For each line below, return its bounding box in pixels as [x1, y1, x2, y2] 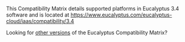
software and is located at [6, 11, 70, 18]
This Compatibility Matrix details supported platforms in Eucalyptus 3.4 [6, 5, 179, 12]
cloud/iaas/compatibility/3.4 [6, 18, 74, 24]
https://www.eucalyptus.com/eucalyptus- [70, 11, 173, 18]
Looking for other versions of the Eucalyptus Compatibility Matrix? [6, 29, 168, 36]
